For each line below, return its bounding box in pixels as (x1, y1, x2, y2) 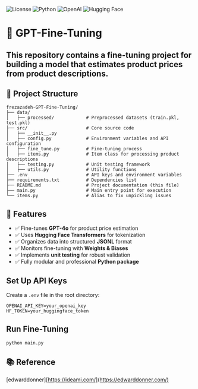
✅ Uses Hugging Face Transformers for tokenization (14, 232, 146, 239)
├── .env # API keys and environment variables (6, 172, 183, 178)
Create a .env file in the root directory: (6, 292, 100, 299)
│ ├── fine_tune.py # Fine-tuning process (6, 146, 143, 152)
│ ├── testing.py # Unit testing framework (6, 162, 150, 167)
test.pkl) (6, 120, 31, 126)
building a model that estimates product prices (6, 59, 183, 69)
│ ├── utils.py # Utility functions (6, 167, 137, 173)
